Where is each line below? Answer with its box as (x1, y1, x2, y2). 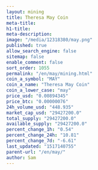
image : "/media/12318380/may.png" (6, 37, 93, 43)
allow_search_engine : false (6, 48, 77, 54)
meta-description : (6, 31, 52, 37)
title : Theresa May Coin (6, 14, 69, 20)
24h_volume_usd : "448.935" (6, 104, 74, 110)
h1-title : (6, 25, 31, 32)
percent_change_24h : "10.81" (6, 132, 79, 139)
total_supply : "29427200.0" (6, 115, 77, 121)
